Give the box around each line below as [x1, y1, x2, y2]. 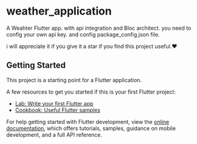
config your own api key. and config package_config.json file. [6, 30, 160, 38]
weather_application [6, 4, 112, 18]
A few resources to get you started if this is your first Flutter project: [6, 88, 176, 95]
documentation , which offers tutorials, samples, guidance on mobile [6, 125, 176, 132]
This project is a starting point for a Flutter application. [6, 76, 142, 83]
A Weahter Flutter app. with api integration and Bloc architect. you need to [6, 24, 192, 32]
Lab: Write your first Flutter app [15, 100, 94, 107]
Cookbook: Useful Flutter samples [15, 106, 101, 114]
